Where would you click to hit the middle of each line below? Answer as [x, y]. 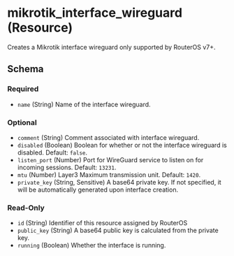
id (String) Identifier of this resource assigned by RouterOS [102, 223]
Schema [25, 69]
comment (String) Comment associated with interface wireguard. [108, 137]
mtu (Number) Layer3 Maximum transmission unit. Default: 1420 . [109, 175]
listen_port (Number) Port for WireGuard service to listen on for [110, 159]
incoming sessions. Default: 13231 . [67, 167]
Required [23, 89]
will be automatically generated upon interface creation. [98, 190]
